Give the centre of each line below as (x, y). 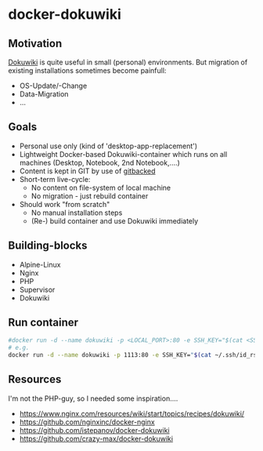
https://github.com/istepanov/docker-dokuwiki (94, 430)
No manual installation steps (77, 213)
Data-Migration (44, 94)
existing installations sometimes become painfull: (87, 71)
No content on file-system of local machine (101, 187)
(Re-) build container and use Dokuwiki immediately (115, 220)
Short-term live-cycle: (55, 179)
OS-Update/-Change (53, 85)
